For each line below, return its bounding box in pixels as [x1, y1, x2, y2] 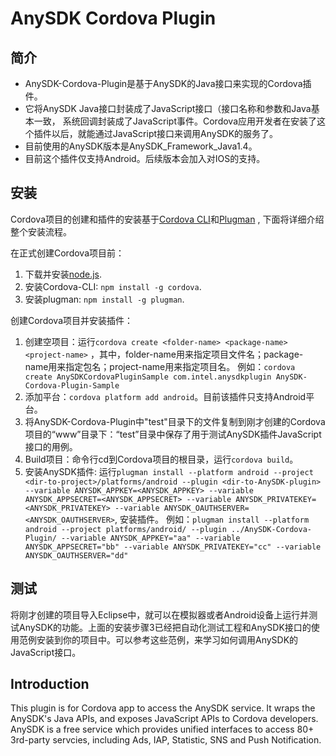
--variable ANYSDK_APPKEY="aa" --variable [61, 533, 241, 543]
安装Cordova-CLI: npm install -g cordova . [24, 280, 202, 292]
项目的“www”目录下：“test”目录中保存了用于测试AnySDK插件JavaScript [24, 428, 322, 440]
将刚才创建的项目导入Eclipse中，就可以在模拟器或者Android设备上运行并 [10, 608, 310, 621]
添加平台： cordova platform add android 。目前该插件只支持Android [24, 390, 307, 402]
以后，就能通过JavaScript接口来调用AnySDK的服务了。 [51, 128, 279, 139]
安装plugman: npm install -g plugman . [24, 293, 185, 305]
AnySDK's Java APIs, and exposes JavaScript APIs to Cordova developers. [10, 713, 319, 725]
